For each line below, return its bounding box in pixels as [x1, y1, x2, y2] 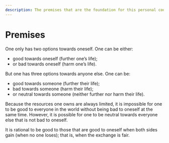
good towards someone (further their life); [12, 80, 100, 86]
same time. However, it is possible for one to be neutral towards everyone [5, 111, 158, 117]
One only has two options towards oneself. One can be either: [5, 46, 133, 52]
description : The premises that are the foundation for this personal [5, 7, 156, 13]
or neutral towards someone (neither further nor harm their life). [12, 91, 145, 97]
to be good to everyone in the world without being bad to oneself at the [5, 106, 153, 112]
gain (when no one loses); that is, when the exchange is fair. [5, 132, 130, 138]
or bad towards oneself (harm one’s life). [12, 61, 97, 67]
